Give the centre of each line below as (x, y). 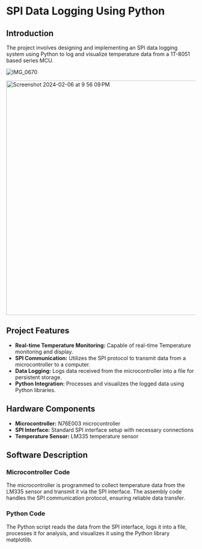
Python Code (26, 514)
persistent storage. (38, 377)
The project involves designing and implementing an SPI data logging (92, 48)
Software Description (47, 455)
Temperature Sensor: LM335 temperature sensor (77, 436)
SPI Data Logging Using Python (86, 11)
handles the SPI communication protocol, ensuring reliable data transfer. (96, 498)
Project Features (38, 331)
